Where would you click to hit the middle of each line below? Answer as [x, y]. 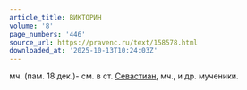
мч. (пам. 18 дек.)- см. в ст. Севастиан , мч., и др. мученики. [124, 76]
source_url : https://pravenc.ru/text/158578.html [104, 42]
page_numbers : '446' [48, 34]
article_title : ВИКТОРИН [55, 17]
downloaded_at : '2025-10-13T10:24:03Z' [84, 51]
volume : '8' [31, 26]
